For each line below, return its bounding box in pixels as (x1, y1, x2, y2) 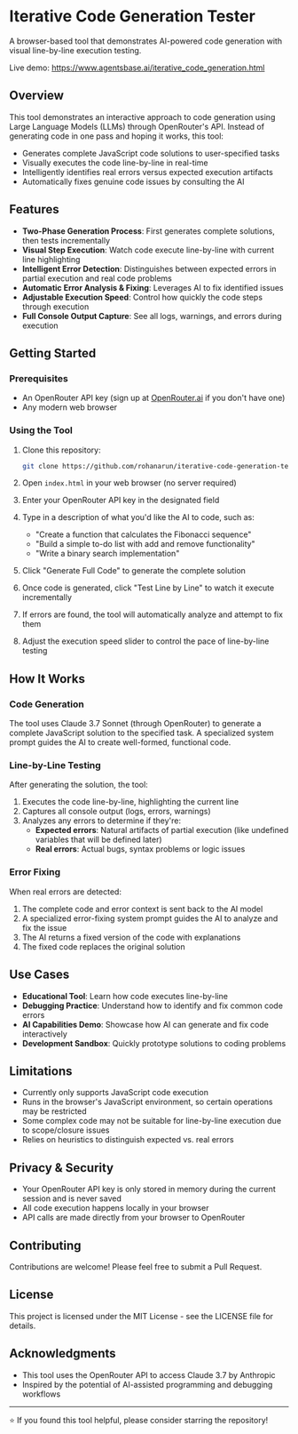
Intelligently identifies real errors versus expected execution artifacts (21, 166, 273, 177)
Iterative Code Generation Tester (9, 6, 255, 27)
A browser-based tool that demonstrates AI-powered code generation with (9, 36, 282, 46)
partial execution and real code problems (21, 273, 173, 284)
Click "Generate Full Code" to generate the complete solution (21, 565, 247, 576)
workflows (21, 1389, 61, 1399)
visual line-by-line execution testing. (9, 44, 142, 55)
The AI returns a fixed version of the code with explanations (21, 932, 241, 942)
